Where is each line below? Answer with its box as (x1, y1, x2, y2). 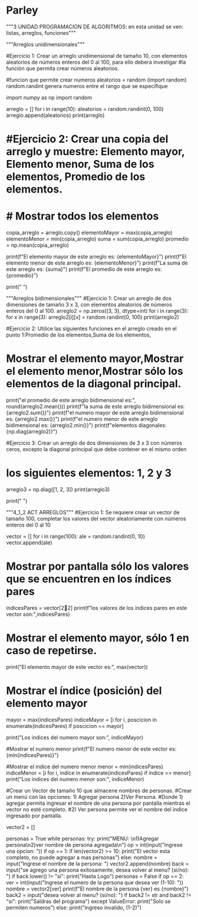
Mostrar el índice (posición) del (6, 684, 162, 697)
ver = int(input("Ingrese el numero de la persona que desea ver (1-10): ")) (6, 879, 184, 886)
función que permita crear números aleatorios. (6, 64, 120, 71)
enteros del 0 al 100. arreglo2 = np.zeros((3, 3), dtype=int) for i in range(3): (6, 308, 189, 315)
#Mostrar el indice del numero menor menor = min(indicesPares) (6, 763, 164, 770)
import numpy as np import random (6, 94, 93, 101)
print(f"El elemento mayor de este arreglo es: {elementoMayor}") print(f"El (6, 253, 187, 260)
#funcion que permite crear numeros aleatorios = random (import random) (6, 76, 187, 83)
